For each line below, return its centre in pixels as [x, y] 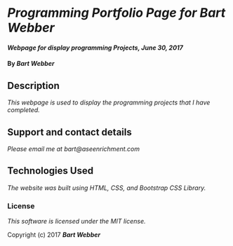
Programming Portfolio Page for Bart [116, 13]
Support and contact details [69, 132]
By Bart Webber [31, 64]
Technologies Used [50, 171]
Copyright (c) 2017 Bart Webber [54, 235]
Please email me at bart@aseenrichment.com [74, 149]
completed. [24, 110]
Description [33, 86]
